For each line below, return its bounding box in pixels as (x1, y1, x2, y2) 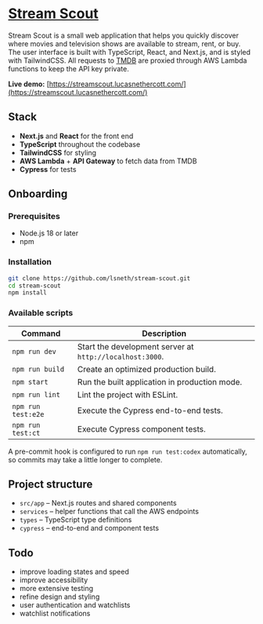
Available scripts (8, 308, 74, 319)
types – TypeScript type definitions (19, 515, 132, 524)
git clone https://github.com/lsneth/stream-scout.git (8, 274, 191, 283)
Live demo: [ (8, 79, 49, 89)
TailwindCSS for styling (19, 148, 96, 157)
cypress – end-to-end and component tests (19, 524, 159, 533)
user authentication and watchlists (19, 600, 131, 610)
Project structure (8, 478, 93, 491)
